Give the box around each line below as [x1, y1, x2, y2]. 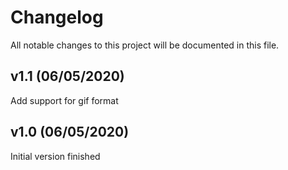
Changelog [10, 6, 104, 29]
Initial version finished [10, 150, 101, 162]
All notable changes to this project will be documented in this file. [10, 39, 280, 51]
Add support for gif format [10, 94, 119, 106]
